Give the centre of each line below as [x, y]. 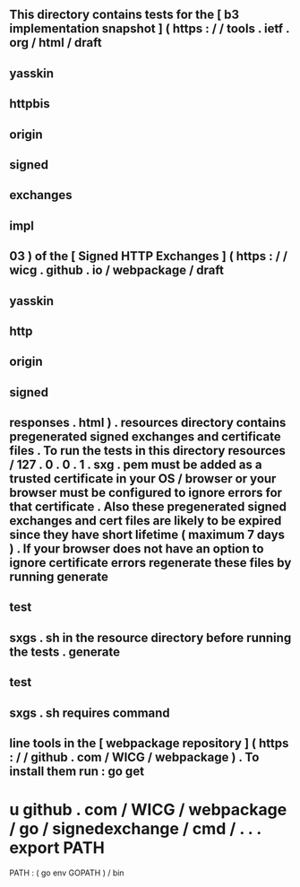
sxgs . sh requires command [90, 713]
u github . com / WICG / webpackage [148, 810]
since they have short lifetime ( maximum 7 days [147, 535]
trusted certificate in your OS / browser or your [143, 479]
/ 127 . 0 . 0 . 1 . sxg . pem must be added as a [136, 465]
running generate [59, 577]
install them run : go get [77, 772]
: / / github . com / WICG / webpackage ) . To [134, 757]
